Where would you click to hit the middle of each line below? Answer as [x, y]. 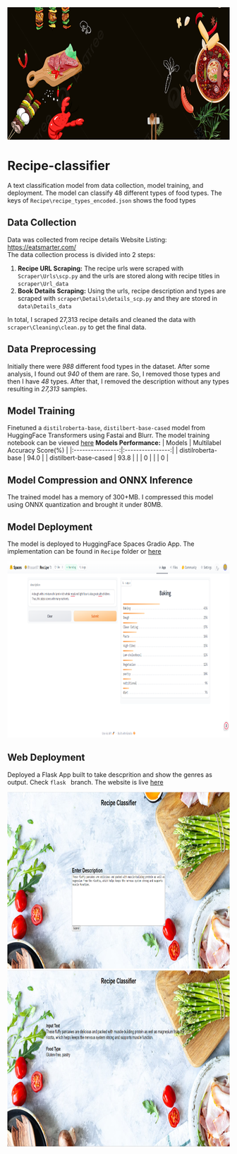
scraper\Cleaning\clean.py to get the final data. [77, 327]
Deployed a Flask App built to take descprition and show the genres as [110, 774]
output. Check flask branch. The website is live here [85, 782]
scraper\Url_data [43, 284]
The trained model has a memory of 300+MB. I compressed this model [110, 497]
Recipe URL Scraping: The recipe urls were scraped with [101, 268]
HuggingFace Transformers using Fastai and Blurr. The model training [109, 435]
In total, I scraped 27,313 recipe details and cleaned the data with [102, 319]
